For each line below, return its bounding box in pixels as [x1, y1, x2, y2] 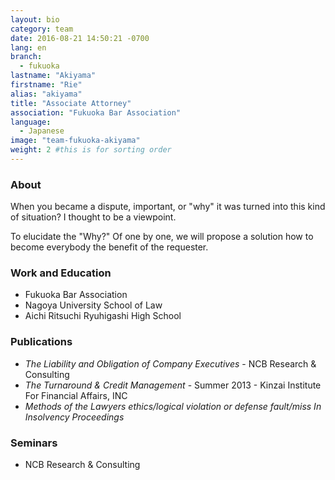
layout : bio [10, 14, 60, 25]
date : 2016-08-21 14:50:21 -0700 [10, 33, 150, 43]
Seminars [10, 436, 58, 450]
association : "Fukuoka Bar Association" [10, 107, 182, 118]
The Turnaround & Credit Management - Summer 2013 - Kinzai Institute [24, 379, 322, 391]
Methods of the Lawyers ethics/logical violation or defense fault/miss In [24, 400, 322, 412]
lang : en [10, 42, 47, 53]
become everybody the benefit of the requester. [10, 241, 209, 253]
